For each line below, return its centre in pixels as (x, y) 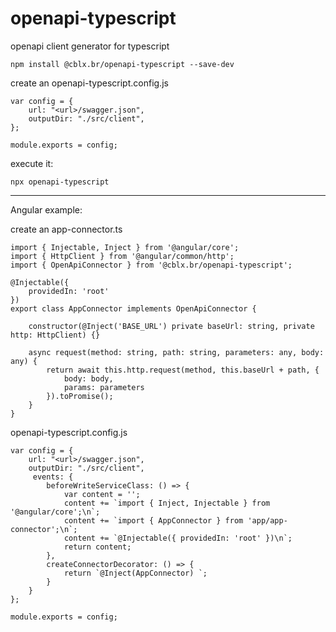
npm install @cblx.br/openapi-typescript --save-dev (122, 64)
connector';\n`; (44, 529)
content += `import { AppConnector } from (153, 520)
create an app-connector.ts (66, 229)
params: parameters (104, 387)
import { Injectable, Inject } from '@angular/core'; (125, 247)
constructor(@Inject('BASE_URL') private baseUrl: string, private (171, 326)
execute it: (32, 163)
